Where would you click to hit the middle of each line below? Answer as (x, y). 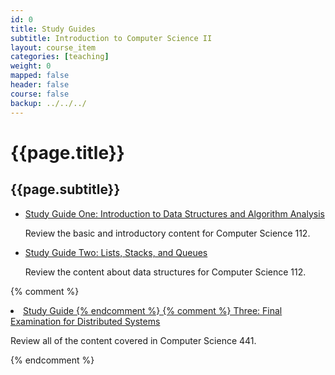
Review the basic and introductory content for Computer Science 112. (167, 233)
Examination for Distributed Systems (85, 321)
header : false (40, 85)
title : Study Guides (53, 29)
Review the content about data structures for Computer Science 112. (165, 272)
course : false (40, 94)
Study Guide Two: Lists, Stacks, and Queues (116, 252)
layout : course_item (53, 47)
